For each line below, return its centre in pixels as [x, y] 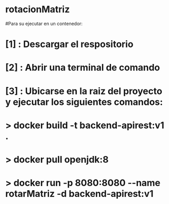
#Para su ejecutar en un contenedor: [44, 24]
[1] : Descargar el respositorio [69, 44]
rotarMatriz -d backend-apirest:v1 [79, 194]
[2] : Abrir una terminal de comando [83, 68]
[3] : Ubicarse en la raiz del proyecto [84, 91]
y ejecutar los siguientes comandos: [84, 102]
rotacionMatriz [38, 9]
